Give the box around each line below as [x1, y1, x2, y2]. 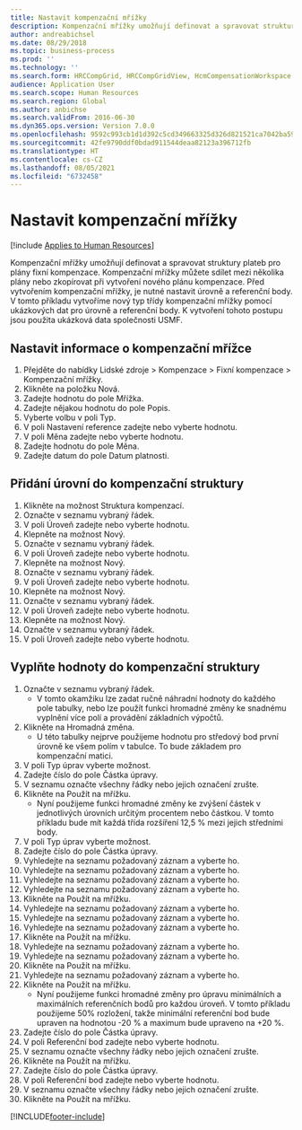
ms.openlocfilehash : [10, 130, 88, 139]
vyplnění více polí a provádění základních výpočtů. [36, 712, 224, 723]
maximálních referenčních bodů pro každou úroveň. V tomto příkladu [36, 998, 290, 1009]
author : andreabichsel [10, 30, 95, 39]
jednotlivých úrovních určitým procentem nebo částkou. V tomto [36, 807, 274, 818]
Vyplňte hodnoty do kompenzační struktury [10, 660, 261, 675]
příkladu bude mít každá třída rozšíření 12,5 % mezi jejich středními [36, 817, 283, 828]
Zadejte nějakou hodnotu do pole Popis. [22, 403, 171, 413]
